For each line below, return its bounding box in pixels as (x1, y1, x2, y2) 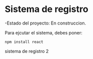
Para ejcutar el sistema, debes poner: (5, 29, 83, 35)
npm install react (5, 39, 43, 44)
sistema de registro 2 (5, 48, 49, 54)
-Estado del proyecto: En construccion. (5, 20, 86, 26)
